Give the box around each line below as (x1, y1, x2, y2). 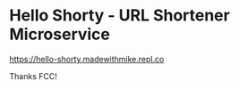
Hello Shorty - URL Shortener (9, 5, 230, 26)
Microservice (9, 24, 110, 44)
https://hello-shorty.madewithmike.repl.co (9, 53, 165, 64)
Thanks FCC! (9, 70, 58, 81)
